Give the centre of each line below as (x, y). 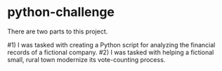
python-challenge (61, 12)
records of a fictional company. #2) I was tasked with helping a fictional (111, 52)
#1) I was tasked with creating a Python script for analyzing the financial (111, 45)
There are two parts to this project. (58, 31)
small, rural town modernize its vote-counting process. (86, 59)
